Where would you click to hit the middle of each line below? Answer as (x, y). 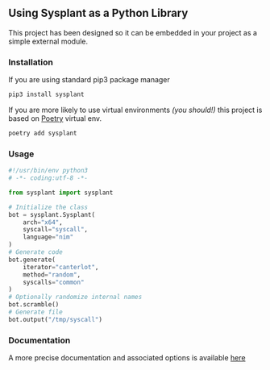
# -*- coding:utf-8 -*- (48, 178)
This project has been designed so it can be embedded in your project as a (133, 32)
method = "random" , (52, 274)
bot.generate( (32, 260)
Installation (31, 62)
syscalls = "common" (54, 282)
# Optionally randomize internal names (75, 297)
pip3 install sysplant (46, 95)
